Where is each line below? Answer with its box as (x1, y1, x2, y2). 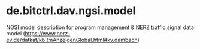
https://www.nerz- (25, 30, 71, 37)
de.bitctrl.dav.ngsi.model (6, 4, 136, 18)
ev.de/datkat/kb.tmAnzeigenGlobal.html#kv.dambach (6, 36, 138, 43)
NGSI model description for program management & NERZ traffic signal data (6, 24, 195, 31)
